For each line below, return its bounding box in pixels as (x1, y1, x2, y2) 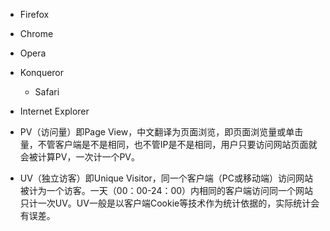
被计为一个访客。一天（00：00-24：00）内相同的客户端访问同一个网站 (19, 185, 314, 196)
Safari (34, 86, 60, 98)
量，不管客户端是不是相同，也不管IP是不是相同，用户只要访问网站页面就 (19, 139, 318, 150)
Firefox (19, 9, 50, 20)
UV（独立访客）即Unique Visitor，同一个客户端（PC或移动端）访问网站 (19, 172, 314, 184)
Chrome (19, 28, 54, 39)
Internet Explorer (19, 105, 90, 117)
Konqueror (19, 67, 65, 78)
